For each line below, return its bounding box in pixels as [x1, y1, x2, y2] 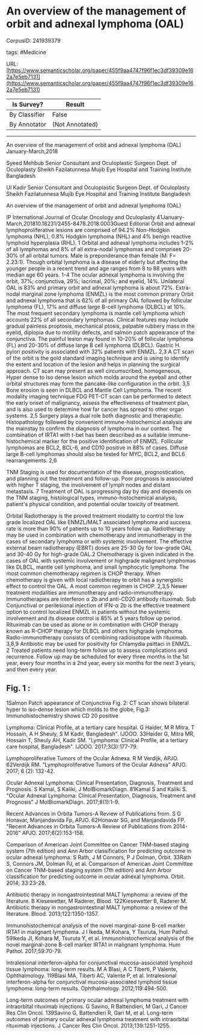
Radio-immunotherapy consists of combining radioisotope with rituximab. [6, 634, 188, 641]
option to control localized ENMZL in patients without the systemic [6, 608, 171, 615]
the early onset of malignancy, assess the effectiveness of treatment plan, [6, 399, 190, 406]
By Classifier [9, 110, 45, 119]
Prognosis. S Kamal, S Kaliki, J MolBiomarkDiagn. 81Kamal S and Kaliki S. [6, 785, 188, 793]
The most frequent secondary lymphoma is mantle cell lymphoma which [6, 309, 185, 317]
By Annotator [9, 120, 47, 128]
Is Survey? [12, 100, 44, 108]
